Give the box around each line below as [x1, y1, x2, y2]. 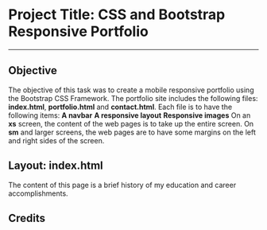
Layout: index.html [8, 159, 103, 173]
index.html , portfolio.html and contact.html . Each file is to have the [8, 102, 233, 111]
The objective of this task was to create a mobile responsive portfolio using [8, 85, 254, 95]
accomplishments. [8, 189, 69, 198]
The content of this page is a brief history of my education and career [8, 180, 237, 189]
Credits [8, 211, 46, 224]
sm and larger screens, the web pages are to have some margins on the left [8, 127, 256, 137]
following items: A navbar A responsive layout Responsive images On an [8, 110, 251, 120]
